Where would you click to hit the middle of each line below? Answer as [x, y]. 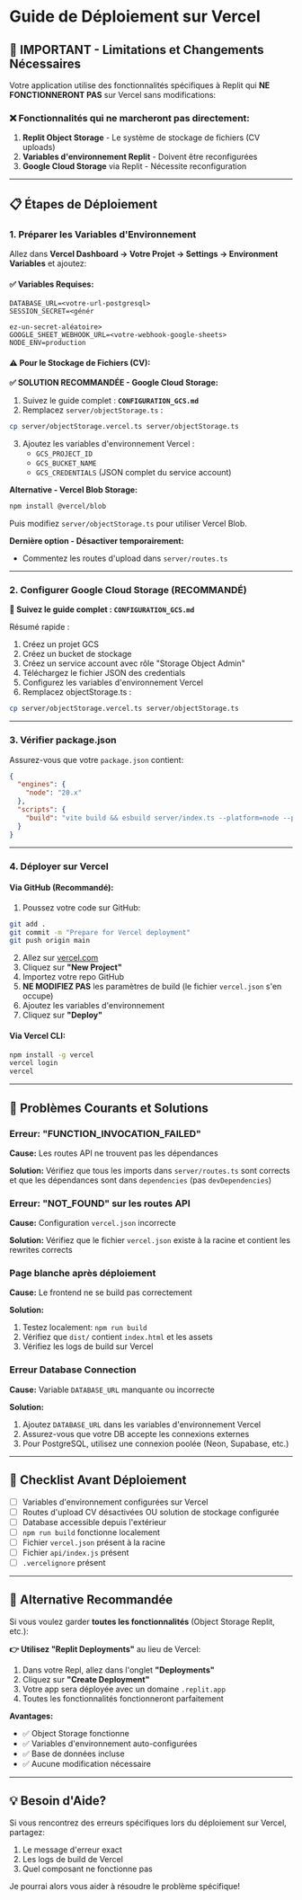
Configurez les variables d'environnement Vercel [113, 683]
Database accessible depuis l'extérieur [94, 1522]
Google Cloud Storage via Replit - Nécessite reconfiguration [134, 166]
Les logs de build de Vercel [73, 1859]
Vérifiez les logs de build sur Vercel [88, 1346]
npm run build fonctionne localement [91, 1532]
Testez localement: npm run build [85, 1327]
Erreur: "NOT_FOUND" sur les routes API [100, 1203]
